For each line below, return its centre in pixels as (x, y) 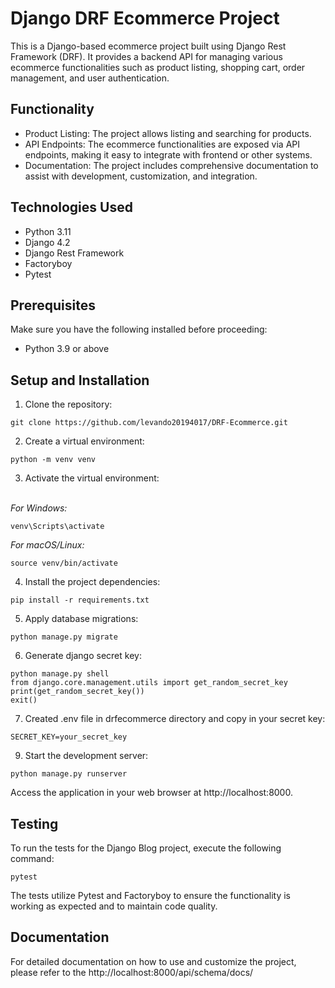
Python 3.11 (48, 231)
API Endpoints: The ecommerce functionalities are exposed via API (162, 144)
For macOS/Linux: (47, 545)
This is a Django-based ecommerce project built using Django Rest (148, 46)
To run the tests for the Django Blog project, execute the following (146, 848)
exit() (24, 700)
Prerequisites (53, 305)
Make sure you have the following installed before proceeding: (139, 329)
